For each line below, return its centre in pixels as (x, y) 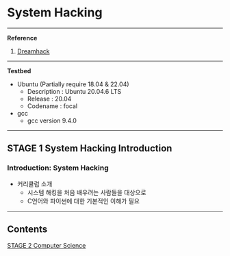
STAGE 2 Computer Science (47, 246)
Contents (27, 230)
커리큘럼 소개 (35, 183)
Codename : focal (52, 106)
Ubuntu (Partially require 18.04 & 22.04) (73, 84)
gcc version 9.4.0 (52, 120)
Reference (22, 38)
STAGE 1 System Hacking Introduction (90, 149)
